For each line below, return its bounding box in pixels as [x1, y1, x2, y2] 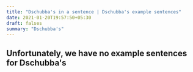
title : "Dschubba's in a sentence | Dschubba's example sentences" [6, 8, 182, 15]
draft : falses [6, 20, 43, 26]
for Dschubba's [6, 57, 67, 68]
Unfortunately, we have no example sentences [6, 48, 188, 58]
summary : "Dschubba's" [6, 25, 64, 32]
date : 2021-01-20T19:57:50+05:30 [6, 15, 92, 21]
